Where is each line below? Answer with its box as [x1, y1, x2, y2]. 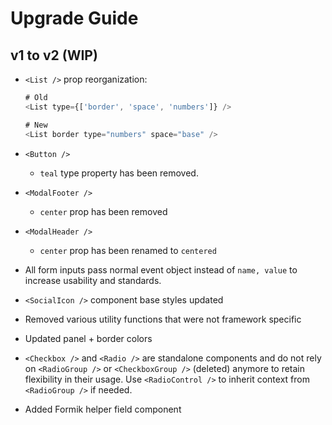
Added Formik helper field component [24, 403, 182, 415]
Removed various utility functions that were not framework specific [24, 313, 302, 325]
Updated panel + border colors [24, 332, 153, 344]
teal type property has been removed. [39, 167, 199, 179]
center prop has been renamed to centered [39, 244, 217, 256]
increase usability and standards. [24, 274, 162, 286]
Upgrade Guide [10, 7, 139, 30]
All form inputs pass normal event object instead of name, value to [24, 263, 298, 276]
